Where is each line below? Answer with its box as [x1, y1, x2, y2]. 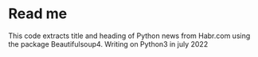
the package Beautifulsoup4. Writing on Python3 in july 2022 [8, 39, 209, 48]
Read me [8, 5, 68, 23]
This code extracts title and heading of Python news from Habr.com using [8, 31, 251, 40]
